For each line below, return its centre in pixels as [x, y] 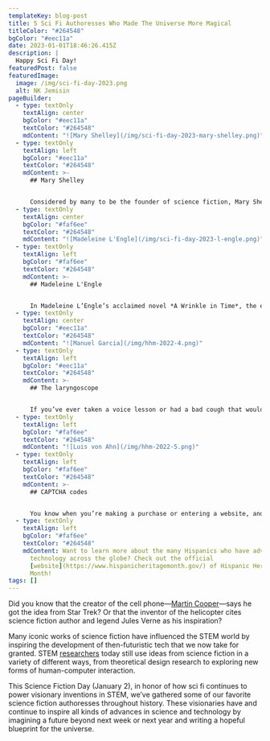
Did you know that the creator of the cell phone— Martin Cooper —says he [130, 603]
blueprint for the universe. [51, 729]
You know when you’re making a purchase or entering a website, [139, 513]
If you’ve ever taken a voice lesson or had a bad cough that [136, 410]
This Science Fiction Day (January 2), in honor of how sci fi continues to [128, 686]
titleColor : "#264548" [46, 31]
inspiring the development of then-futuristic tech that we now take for [124, 645]
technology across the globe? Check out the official [122, 558]
